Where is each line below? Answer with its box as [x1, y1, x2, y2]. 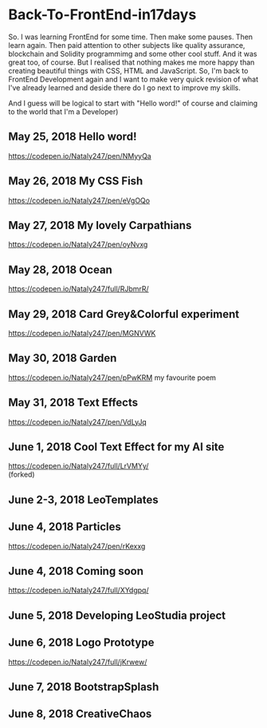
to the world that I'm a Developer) [8, 106, 119, 117]
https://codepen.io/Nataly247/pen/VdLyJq [8, 417, 147, 426]
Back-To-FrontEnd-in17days [8, 6, 197, 24]
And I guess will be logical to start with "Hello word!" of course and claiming [8, 98, 258, 108]
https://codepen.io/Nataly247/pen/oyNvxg [8, 239, 148, 249]
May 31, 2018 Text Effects [8, 396, 138, 409]
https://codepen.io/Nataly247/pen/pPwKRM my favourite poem [8, 373, 217, 382]
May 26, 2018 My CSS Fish [8, 174, 143, 188]
